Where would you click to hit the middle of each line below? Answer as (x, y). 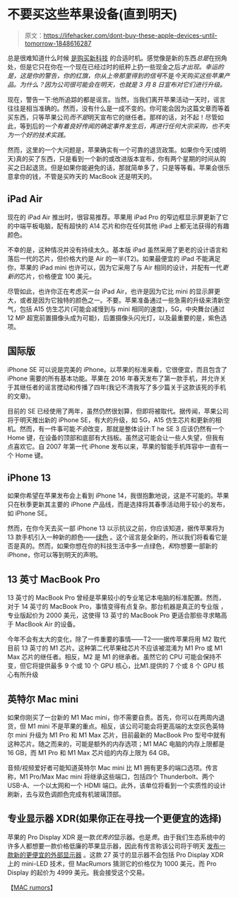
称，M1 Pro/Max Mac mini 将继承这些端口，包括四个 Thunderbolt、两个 (111, 776)
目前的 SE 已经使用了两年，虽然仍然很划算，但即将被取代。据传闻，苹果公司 (118, 411)
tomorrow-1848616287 (58, 43)
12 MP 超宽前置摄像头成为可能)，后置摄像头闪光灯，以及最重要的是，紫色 (114, 317)
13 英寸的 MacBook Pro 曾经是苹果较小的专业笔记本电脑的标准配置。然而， (116, 597)
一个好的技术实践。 (41, 134)
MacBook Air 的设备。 (47, 624)
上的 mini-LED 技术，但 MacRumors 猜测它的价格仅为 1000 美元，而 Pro (112, 863)
